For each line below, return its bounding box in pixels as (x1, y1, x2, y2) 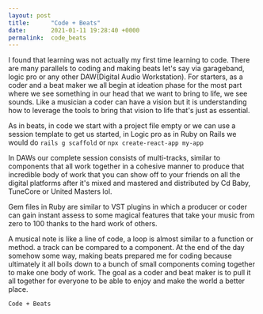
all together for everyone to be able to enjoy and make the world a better (8, 276, 246, 286)
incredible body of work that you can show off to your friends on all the (8, 170, 241, 180)
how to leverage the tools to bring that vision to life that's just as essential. (8, 106, 250, 115)
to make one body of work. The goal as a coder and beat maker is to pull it (8, 268, 251, 278)
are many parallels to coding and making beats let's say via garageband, (8, 64, 245, 74)
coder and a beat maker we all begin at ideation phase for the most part (8, 81, 242, 90)
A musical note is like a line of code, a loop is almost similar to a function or (8, 234, 253, 244)
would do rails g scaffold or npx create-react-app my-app (8, 138, 204, 147)
